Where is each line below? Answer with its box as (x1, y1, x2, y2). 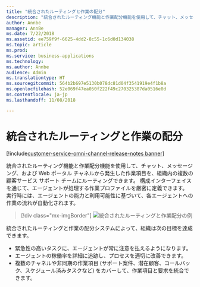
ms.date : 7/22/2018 (6, 31, 55, 37)
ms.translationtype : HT (6, 75, 65, 81)
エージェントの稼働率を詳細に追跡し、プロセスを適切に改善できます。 (14, 252, 187, 259)
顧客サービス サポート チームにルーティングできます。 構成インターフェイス (6, 176, 192, 184)
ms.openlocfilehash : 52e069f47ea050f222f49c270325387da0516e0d (6, 86, 167, 92)
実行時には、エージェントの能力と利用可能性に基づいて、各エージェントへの (6, 191, 193, 199)
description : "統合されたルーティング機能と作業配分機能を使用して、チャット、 (6, 14, 180, 20)
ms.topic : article (6, 42, 52, 48)
